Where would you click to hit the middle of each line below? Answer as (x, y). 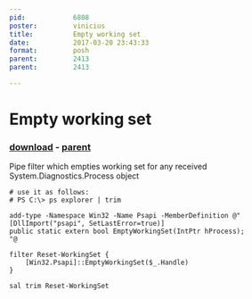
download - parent (50, 146)
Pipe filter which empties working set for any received (108, 167)
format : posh (49, 51)
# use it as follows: (49, 193)
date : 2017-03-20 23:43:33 (79, 42)
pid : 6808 (49, 17)
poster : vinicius (57, 26)
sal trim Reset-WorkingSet (59, 287)
